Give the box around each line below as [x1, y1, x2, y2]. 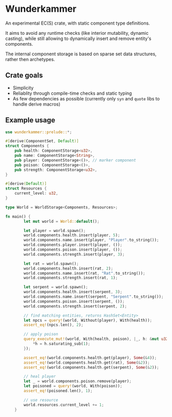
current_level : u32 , [14, 191, 58, 196]
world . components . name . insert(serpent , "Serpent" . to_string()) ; [24, 294, 164, 300]
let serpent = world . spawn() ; [24, 285, 88, 290]
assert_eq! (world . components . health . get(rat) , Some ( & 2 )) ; [24, 360, 150, 365]
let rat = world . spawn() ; [24, 261, 79, 266]
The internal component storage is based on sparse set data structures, [5, 51, 157, 57]
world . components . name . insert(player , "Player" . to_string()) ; [24, 238, 159, 243]
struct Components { [5, 143, 50, 149]
